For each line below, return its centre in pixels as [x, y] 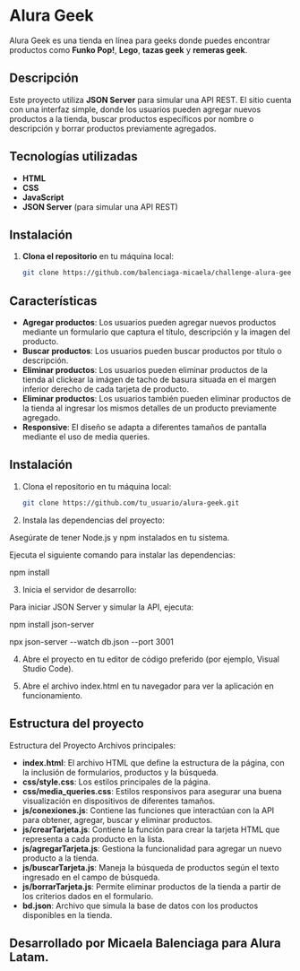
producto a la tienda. [60, 858]
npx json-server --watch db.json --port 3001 [92, 641]
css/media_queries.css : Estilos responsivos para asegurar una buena [152, 791]
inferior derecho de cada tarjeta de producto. [106, 389]
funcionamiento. [52, 695]
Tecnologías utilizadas [73, 156]
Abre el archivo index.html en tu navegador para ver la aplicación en [148, 686]
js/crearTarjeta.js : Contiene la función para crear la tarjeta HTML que [151, 829]
